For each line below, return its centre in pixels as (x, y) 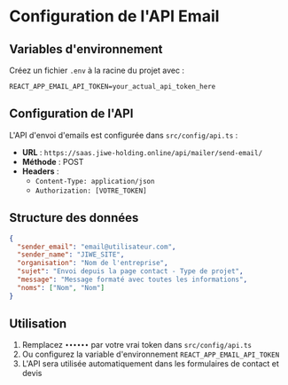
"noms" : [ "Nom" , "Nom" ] (61, 287)
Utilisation (38, 324)
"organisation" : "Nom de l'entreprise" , (93, 263)
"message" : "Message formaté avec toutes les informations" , (132, 279)
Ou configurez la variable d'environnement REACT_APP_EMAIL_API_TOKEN (151, 354)
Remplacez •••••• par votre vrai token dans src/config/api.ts (137, 345)
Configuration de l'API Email (114, 16)
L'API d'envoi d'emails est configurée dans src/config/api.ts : (124, 135)
